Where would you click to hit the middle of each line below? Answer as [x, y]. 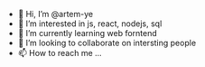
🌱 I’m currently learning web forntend [88, 33]
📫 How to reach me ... [60, 53]
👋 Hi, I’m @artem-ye [55, 14]
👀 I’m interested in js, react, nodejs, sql [90, 24]
